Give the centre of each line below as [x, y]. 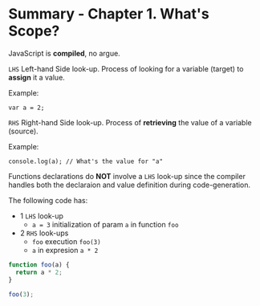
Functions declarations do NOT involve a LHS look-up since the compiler [127, 176]
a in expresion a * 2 [65, 250]
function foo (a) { [39, 265]
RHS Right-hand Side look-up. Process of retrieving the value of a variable [130, 122]
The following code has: [48, 200]
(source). [23, 131]
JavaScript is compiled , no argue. [64, 53]
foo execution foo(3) [67, 241]
